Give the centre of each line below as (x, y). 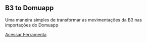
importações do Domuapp (32, 25)
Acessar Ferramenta (26, 34)
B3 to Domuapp (29, 8)
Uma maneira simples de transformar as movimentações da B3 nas (73, 20)
